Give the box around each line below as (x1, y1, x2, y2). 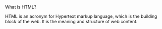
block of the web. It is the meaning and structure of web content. (5, 19, 138, 24)
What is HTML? (5, 4, 37, 10)
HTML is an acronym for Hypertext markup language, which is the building (5, 14, 158, 19)
